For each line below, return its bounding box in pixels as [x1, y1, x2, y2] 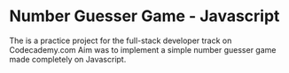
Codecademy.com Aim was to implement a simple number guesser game [9, 44, 277, 55]
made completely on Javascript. [9, 54, 127, 64]
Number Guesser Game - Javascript [9, 6, 280, 26]
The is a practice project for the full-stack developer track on [9, 35, 232, 46]
